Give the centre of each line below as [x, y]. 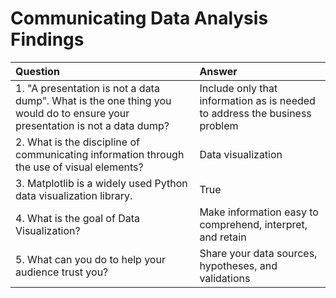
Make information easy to [259, 212]
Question [37, 71]
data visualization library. [74, 195]
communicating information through [100, 154]
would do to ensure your [72, 113]
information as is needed [257, 100]
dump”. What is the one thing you [93, 100]
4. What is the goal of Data [78, 218]
